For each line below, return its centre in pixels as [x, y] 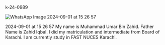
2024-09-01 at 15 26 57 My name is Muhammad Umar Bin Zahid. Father [80, 26]
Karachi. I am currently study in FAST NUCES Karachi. [61, 37]
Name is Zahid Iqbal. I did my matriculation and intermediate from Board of [82, 32]
